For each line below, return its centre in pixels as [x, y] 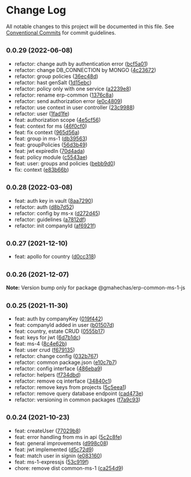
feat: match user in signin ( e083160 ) [58, 455]
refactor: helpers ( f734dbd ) [47, 375]
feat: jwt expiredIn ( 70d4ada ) [50, 151]
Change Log [36, 10]
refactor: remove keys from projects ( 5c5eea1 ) [71, 387]
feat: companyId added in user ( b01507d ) [64, 325]
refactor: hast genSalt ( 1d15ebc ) [53, 82]
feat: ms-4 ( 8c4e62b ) [41, 344]
